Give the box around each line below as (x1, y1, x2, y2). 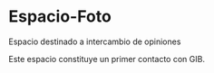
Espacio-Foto (8, 6, 112, 27)
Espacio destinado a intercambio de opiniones (8, 36, 181, 47)
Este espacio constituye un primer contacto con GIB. (8, 53, 206, 64)
